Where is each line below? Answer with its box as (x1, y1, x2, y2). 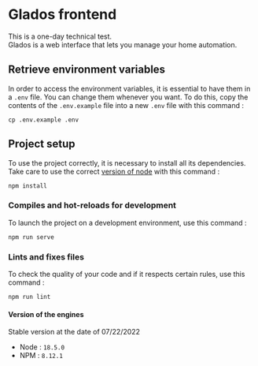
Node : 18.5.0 (19, 342, 65, 352)
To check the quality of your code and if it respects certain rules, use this (8, 270, 245, 279)
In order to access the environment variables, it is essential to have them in (8, 84, 251, 93)
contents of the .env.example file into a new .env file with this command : (8, 100, 244, 110)
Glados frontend (8, 6, 117, 24)
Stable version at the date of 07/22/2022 (8, 327, 140, 337)
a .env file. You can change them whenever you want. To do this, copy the (8, 92, 249, 102)
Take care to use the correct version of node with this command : (8, 166, 220, 176)
